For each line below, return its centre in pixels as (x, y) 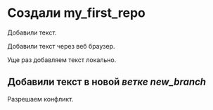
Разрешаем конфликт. (40, 99)
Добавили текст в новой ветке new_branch (106, 82)
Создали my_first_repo (76, 13)
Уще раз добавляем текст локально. (62, 60)
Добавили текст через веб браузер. (61, 46)
